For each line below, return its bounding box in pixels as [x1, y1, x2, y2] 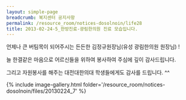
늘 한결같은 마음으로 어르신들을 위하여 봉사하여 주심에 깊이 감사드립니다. [6, 56, 176, 64]
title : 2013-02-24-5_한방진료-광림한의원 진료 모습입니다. [6, 25, 138, 32]
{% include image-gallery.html [6, 81, 82, 88]
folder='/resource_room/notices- [82, 81, 165, 88]
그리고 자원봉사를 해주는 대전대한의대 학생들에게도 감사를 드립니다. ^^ [6, 69, 170, 76]
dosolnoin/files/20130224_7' [6, 87, 78, 95]
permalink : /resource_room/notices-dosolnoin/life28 [6, 20, 142, 26]
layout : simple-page [6, 8, 59, 15]
